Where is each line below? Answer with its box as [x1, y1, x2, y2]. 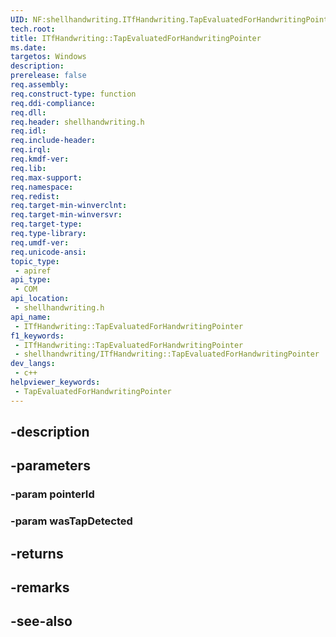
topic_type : [10, 256, 60, 266]
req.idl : [10, 126, 47, 136]
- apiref [14, 266, 52, 276]
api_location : [10, 294, 70, 304]
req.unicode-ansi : [10, 247, 87, 257]
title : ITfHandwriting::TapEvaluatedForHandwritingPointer [10, 33, 262, 43]
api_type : [10, 275, 52, 285]
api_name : [10, 312, 52, 322]
